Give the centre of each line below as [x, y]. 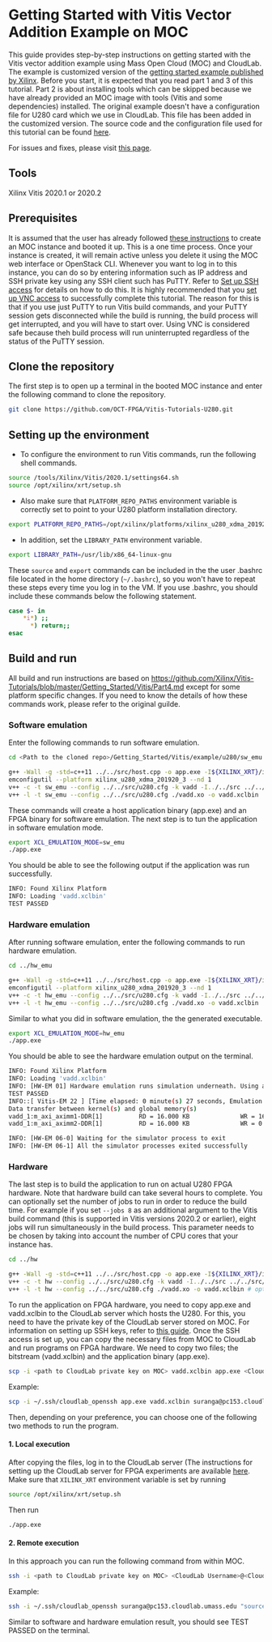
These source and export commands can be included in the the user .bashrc [136, 570]
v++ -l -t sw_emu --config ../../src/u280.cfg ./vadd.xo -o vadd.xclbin [134, 795]
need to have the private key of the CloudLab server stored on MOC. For [129, 1322]
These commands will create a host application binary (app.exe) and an [127, 810]
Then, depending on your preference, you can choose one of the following [133, 1417]
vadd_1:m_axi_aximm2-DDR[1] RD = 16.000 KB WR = [132, 1124]
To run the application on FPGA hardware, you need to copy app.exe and [130, 1304]
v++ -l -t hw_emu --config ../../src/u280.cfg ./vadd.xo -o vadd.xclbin [134, 1003]
